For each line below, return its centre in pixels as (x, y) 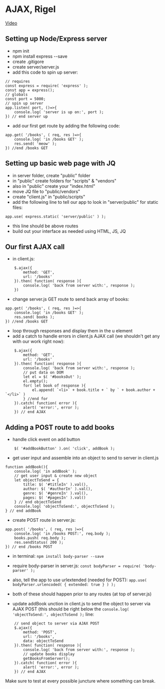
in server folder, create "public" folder (51, 175)
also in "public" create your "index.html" (54, 186)
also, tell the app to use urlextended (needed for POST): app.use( (79, 580)
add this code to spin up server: (45, 72)
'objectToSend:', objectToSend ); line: (53, 614)
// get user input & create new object (56, 476)
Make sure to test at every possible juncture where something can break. (80, 681)
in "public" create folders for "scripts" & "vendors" (64, 181)
